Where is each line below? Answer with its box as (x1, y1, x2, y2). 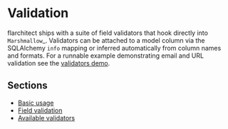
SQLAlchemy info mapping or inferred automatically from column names (7, 43, 222, 52)
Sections (7, 80, 48, 92)
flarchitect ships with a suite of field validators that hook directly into (7, 29, 209, 37)
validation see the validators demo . (7, 58, 110, 67)
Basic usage (17, 98, 54, 107)
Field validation (17, 105, 63, 115)
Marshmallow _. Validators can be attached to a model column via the (7, 36, 205, 44)
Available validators (17, 113, 76, 122)
